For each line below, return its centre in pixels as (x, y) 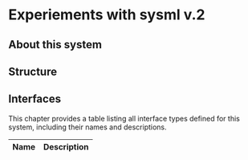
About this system (55, 45)
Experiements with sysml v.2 (107, 15)
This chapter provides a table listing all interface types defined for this (124, 118)
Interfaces (35, 99)
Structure (33, 71)
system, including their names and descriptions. (87, 127)
